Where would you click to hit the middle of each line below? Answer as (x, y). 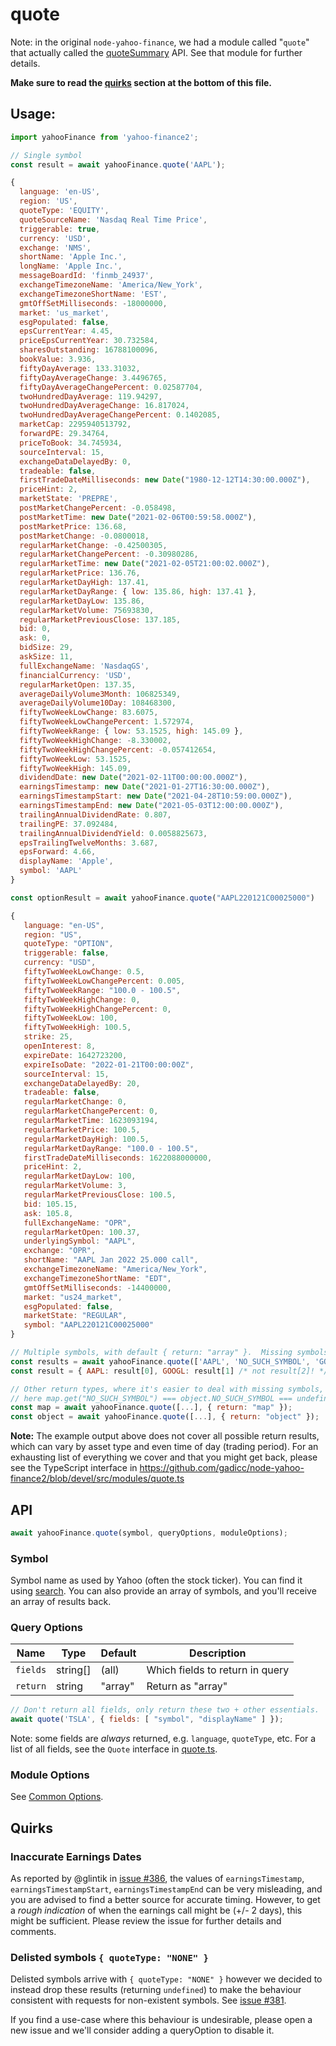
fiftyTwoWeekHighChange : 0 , (82, 999)
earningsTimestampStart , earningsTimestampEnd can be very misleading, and (166, 1889)
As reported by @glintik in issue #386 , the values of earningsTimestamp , (157, 1879)
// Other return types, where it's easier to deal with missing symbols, (167, 1389)
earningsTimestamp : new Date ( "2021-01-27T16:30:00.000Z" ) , (145, 787)
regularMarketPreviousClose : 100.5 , (100, 1195)
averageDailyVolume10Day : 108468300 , (98, 703)
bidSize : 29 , (46, 648)
